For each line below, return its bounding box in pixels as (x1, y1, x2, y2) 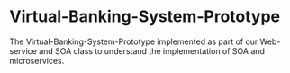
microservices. (9, 55, 65, 66)
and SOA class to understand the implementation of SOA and (39, 45, 266, 56)
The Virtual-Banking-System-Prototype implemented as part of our (9, 36, 258, 47)
